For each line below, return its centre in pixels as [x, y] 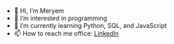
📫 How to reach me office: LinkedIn [66, 34]
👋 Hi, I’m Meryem [39, 11]
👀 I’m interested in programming [61, 18]
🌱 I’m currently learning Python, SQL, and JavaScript [90, 25]
